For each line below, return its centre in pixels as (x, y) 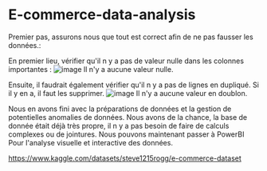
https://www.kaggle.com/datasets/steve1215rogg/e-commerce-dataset (125, 158)
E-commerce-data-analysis (102, 15)
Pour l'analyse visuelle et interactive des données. (91, 142)
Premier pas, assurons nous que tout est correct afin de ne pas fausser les (131, 37)
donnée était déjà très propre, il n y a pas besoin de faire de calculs (119, 125)
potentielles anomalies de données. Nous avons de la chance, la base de (128, 117)
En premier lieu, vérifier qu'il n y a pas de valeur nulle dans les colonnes (126, 61)
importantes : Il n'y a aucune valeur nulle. (91, 69)
